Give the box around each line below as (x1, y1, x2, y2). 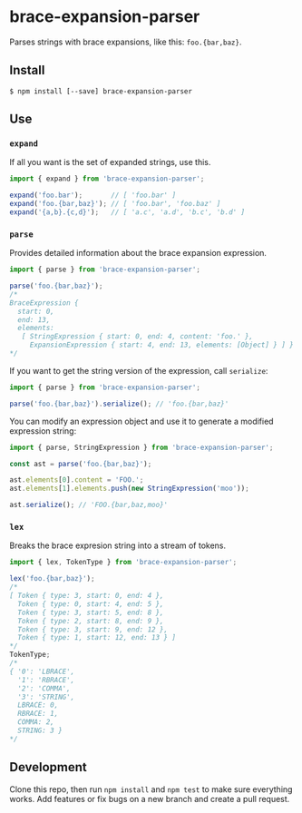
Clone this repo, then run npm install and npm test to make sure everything (9, 783, 293, 795)
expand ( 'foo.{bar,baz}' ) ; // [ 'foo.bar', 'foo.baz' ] (9, 200, 221, 209)
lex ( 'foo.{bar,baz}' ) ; (9, 574, 95, 583)
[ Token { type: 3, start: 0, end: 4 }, (9, 592, 165, 601)
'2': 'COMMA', (17, 683, 71, 693)
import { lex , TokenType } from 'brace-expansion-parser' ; (9, 558, 238, 567)
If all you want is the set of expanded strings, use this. (9, 157, 211, 168)
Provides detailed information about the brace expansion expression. (9, 248, 268, 259)
